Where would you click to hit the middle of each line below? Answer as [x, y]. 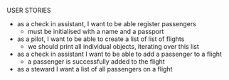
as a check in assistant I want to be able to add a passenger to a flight [119, 54]
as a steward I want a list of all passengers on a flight [95, 69]
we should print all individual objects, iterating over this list [113, 46]
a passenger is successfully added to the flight [96, 62]
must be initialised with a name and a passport [96, 32]
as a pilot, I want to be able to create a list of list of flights [101, 39]
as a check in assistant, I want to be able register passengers [106, 24]
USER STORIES [29, 10]
